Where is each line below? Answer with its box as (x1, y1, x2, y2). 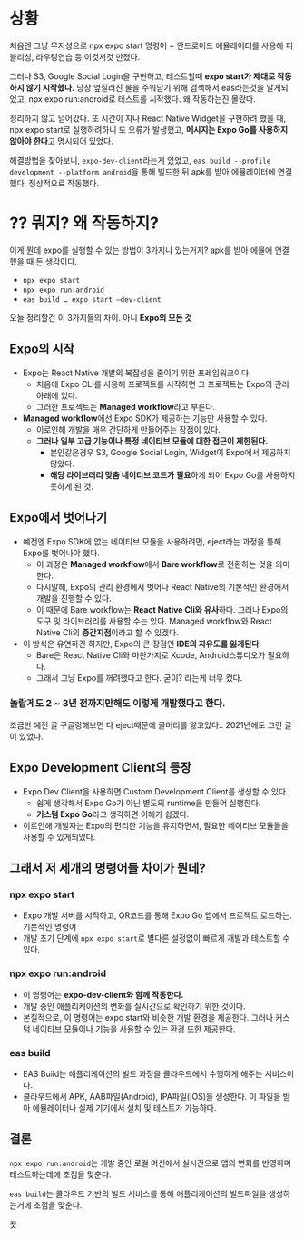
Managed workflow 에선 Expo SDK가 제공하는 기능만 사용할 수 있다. (22, 413, 268, 424)
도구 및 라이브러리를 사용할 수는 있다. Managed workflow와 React (35, 615, 272, 626)
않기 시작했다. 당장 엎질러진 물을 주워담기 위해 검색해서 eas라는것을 (25, 82, 265, 93)
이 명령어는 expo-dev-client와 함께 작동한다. (22, 989, 184, 1000)
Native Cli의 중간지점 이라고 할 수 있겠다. (35, 626, 179, 637)
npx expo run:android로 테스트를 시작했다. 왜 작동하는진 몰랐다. (28, 93, 256, 105)
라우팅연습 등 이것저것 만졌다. (35, 51, 141, 62)
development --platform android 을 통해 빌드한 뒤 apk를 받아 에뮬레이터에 (9, 165, 276, 177)
